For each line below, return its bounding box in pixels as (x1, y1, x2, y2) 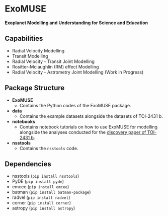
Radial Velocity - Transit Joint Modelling (12, 58, 95, 64)
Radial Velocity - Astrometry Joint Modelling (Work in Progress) (12, 69, 144, 75)
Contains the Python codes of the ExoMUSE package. (19, 102, 131, 108)
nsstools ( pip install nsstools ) (12, 173, 79, 179)
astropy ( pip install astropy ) (12, 205, 75, 211)
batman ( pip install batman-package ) (12, 189, 91, 195)
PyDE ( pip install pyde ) (12, 178, 64, 184)
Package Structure (5, 84, 65, 92)
